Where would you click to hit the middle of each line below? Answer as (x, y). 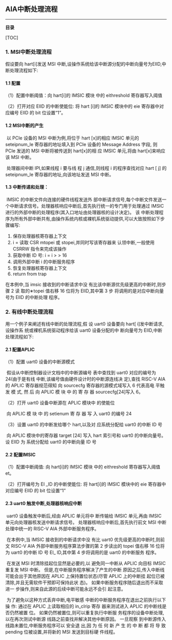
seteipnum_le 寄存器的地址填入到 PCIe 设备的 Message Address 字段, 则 (81, 144)
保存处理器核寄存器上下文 (40, 236)
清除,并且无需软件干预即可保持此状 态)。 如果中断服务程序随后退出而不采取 (84, 582)
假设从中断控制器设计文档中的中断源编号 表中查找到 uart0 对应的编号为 (81, 373)
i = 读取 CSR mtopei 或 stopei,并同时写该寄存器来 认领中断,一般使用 (83, 242)
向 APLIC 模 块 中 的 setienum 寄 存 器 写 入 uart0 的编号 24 (69, 414)
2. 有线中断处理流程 (29, 312)
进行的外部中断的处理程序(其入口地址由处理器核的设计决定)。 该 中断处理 (82, 212)
